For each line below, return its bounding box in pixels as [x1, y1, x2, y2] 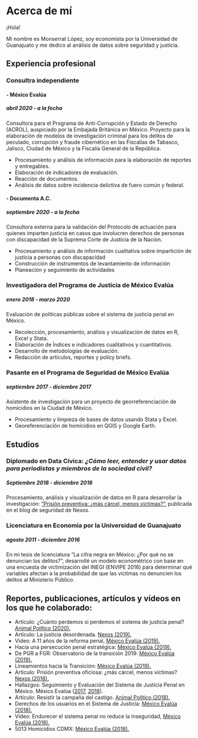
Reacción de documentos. [14, 175, 79, 182]
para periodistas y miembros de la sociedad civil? [6, 464, 152, 473]
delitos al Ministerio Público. [6, 576, 75, 583]
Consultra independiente [6, 76, 80, 85]
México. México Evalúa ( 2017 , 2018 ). [14, 688, 103, 695]
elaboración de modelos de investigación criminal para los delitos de [6, 132, 173, 139]
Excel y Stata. [14, 335, 48, 342]
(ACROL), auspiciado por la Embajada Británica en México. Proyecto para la [6, 126, 190, 133]
